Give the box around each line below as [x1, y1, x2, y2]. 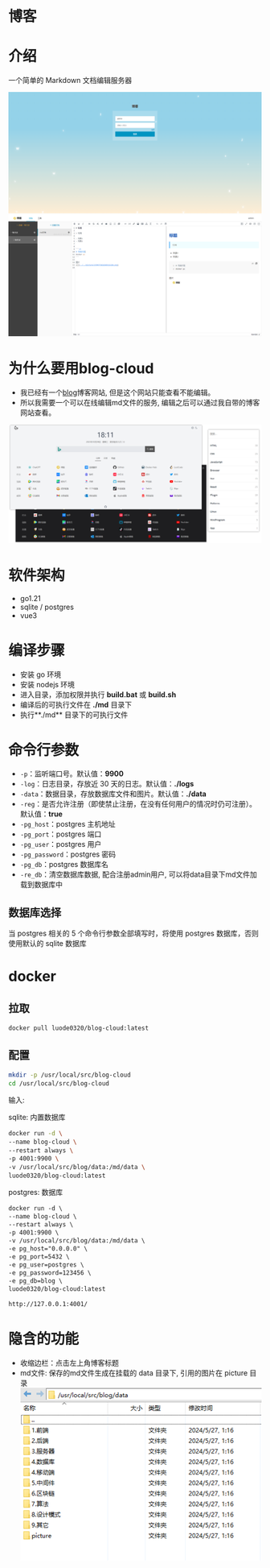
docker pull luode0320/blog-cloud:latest [8, 1024, 149, 1032]
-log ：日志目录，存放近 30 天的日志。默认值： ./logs [19, 779, 194, 789]
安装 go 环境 [19, 670, 62, 679]
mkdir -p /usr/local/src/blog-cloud [8, 1071, 131, 1080]
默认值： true [19, 809, 63, 819]
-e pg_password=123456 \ [8, 1269, 92, 1277]
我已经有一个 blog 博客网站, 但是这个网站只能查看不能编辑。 [19, 388, 215, 397]
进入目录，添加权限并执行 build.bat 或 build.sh [19, 690, 177, 699]
